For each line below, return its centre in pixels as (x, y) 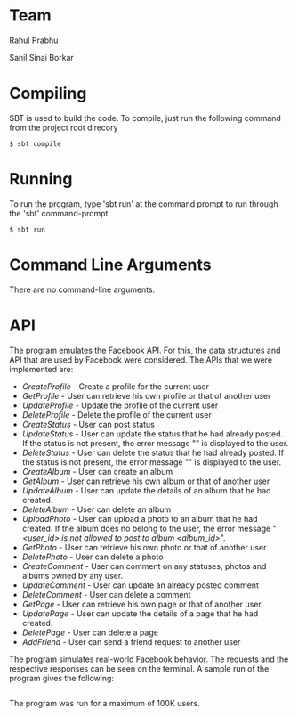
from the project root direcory (64, 127)
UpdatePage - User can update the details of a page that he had (140, 613)
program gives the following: (61, 678)
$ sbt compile (36, 143)
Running (41, 179)
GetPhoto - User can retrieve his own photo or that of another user (144, 547)
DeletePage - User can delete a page (90, 632)
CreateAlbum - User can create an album (97, 471)
